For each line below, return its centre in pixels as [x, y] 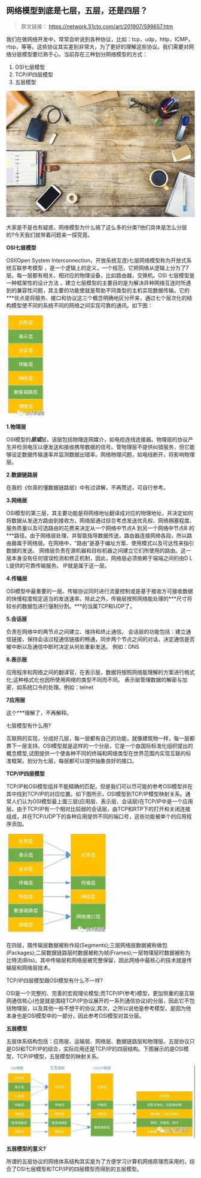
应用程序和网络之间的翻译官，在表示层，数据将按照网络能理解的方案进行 [95, 672]
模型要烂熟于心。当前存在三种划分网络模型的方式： [85, 54]
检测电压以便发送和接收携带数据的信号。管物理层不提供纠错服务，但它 [103, 447]
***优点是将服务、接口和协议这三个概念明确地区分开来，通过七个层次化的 [97, 298]
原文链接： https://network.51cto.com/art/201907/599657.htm [97, 26]
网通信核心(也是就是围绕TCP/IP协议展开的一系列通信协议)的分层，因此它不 [98, 1000]
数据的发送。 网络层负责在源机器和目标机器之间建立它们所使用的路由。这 [96, 550]
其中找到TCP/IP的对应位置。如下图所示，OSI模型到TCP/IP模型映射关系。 [96, 794]
